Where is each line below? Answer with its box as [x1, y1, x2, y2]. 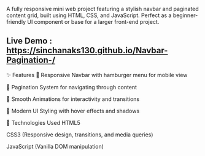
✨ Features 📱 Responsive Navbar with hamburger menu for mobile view [6, 71, 188, 78]
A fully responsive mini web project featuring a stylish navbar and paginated [6, 6, 199, 12]
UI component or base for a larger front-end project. [27, 18, 160, 25]
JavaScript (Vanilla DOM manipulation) [6, 143, 104, 150]
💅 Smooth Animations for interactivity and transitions [6, 95, 140, 103]
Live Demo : [6, 36, 52, 46]
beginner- [172, 12, 198, 19]
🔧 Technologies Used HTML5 [6, 119, 81, 126]
